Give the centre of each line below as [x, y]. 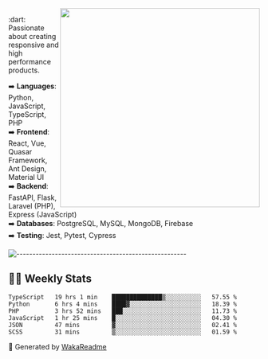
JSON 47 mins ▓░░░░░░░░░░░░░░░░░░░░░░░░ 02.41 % [123, 325]
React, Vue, [27, 143]
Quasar [20, 152]
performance [30, 62]
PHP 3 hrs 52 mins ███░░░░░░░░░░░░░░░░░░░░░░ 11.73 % [123, 311]
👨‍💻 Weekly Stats [50, 279]
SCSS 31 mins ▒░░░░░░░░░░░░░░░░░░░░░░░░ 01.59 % [123, 332]
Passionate [27, 28]
